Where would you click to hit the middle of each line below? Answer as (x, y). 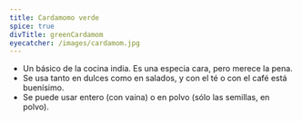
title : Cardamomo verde (55, 18)
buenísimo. (43, 88)
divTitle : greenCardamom (56, 34)
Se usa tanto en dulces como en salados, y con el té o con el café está (155, 79)
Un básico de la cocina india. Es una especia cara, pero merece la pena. (157, 69)
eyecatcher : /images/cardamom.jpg (75, 43)
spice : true (32, 26)
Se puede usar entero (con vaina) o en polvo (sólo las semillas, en (146, 98)
